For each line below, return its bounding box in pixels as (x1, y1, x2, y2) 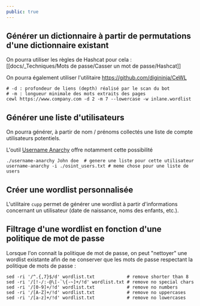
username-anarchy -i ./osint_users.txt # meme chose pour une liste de (6, 163, 189, 169)
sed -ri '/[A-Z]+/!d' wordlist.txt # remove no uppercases (6, 289, 186, 295)
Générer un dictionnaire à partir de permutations (6, 31, 192, 41)
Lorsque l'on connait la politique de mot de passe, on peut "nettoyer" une (6, 249, 187, 256)
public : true (6, 8, 39, 15)
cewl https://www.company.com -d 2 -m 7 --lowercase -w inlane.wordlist (6, 96, 192, 102)
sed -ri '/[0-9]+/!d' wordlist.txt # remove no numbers (6, 284, 178, 290)
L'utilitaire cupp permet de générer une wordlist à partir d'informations (6, 201, 178, 208)
